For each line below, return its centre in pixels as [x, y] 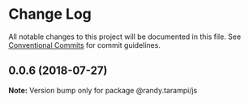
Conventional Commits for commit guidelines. [84, 45]
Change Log [50, 14]
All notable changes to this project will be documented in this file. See [125, 36]
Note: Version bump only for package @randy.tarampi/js [103, 90]
